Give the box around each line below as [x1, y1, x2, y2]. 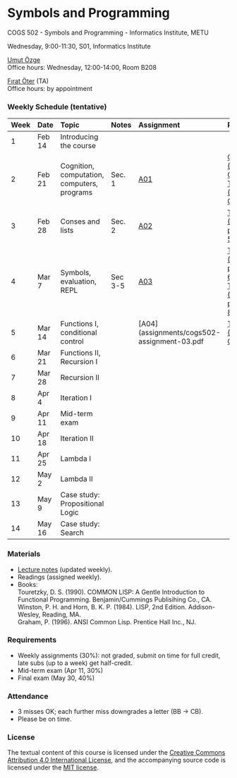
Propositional [60, 499, 104, 509]
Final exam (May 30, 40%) [17, 674, 95, 682]
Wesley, [17, 610, 41, 619]
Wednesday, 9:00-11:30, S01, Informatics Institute [7, 42, 151, 50]
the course [60, 141, 97, 151]
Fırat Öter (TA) [7, 76, 49, 85]
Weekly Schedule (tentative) [7, 102, 107, 111]
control [60, 336, 84, 346]
